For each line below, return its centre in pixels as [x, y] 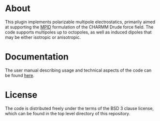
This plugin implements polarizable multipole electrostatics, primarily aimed [80, 22]
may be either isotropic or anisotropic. [43, 37]
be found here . [20, 75]
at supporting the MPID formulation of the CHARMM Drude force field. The [79, 27]
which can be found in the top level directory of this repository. [68, 113]
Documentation [37, 57]
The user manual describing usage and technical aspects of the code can [78, 70]
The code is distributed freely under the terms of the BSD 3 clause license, [79, 108]
